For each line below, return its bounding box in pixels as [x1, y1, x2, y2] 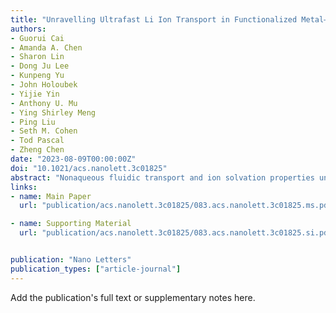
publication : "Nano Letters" [10, 255, 132, 265]
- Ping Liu [10, 117, 56, 127]
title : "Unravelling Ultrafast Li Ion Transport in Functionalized [10, 14, 298, 25]
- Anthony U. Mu [10, 98, 78, 108]
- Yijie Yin [10, 89, 60, 99]
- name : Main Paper [10, 191, 92, 201]
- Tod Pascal [10, 136, 65, 146]
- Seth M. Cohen [10, 126, 78, 136]
